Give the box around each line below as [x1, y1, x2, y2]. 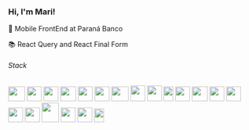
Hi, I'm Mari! [8, 6, 56, 17]
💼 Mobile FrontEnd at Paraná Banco [8, 24, 123, 34]
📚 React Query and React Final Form [8, 40, 128, 49]
